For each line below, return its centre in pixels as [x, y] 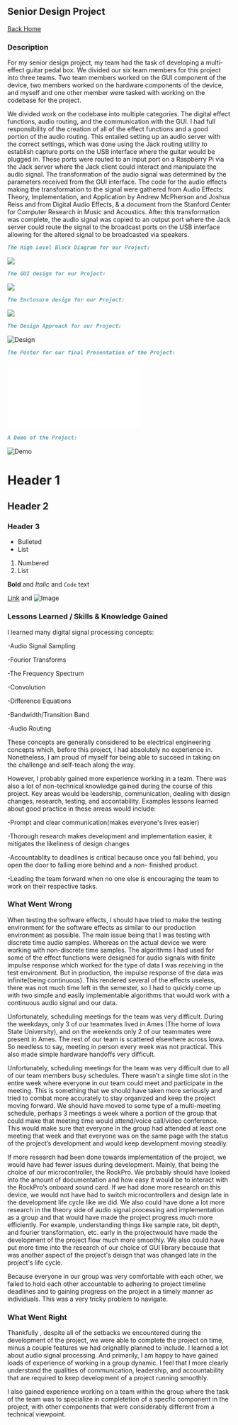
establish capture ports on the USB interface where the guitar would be [112, 152]
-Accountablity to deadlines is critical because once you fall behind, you [113, 857]
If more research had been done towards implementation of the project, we [117, 1157]
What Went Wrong [40, 904]
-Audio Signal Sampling [41, 645]
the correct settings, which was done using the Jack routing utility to [107, 144]
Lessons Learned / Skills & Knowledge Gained [88, 616]
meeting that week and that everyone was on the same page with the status [118, 1136]
